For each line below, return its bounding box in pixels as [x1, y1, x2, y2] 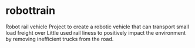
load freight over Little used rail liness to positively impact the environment [5, 29, 186, 36]
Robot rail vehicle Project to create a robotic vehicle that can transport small [5, 23, 189, 30]
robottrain [5, 4, 56, 17]
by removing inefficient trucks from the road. [5, 35, 114, 42]
